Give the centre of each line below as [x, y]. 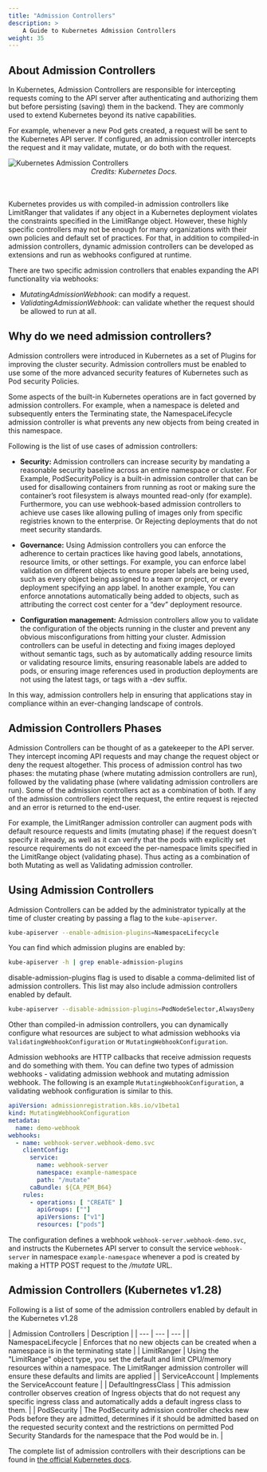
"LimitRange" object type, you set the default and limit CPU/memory [120, 1359]
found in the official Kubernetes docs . [70, 1459]
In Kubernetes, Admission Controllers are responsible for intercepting [122, 90]
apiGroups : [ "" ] [64, 1210]
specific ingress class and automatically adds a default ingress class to [125, 1401]
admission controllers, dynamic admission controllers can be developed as [131, 247]
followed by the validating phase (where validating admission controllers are [133, 782]
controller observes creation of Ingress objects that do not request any [124, 1393]
